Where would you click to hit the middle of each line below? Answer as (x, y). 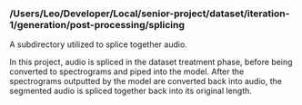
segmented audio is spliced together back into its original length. (131, 91)
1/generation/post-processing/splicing (97, 24)
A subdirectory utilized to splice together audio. (99, 44)
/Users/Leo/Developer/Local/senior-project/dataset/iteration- (150, 14)
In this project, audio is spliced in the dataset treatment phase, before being (151, 62)
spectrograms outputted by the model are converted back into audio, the (146, 81)
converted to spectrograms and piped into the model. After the (127, 72)
